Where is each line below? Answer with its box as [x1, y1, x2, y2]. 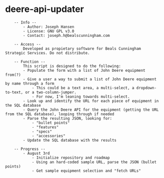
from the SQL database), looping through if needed [5, 111, 114, 117]
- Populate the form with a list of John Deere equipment [23, 68, 146, 73]
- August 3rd [23, 151, 50, 156]
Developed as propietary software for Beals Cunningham [23, 46, 141, 51]
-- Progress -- [14, 146, 46, 152]
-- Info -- [14, 20, 37, 25]
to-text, [5, 90, 23, 95]
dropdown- [136, 85, 157, 90]
